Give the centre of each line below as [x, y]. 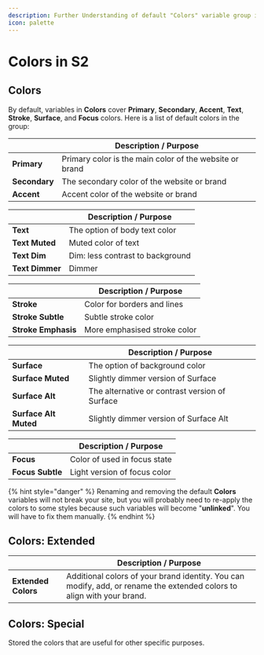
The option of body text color [123, 230]
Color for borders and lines [133, 304]
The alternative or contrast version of [157, 391]
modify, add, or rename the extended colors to [152, 586]
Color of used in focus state [121, 459]
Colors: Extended [52, 541]
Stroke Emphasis [44, 329]
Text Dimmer [37, 268]
